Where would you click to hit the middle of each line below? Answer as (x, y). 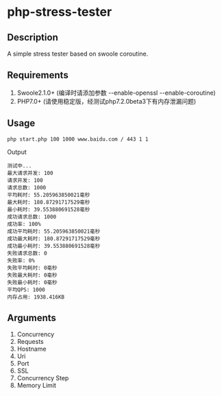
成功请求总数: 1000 (32, 217)
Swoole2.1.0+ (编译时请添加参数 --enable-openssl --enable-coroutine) (116, 93)
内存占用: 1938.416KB (36, 297)
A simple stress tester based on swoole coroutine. (78, 54)
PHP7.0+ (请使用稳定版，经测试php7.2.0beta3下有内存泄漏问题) (107, 101)
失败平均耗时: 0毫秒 (32, 268)
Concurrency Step (43, 378)
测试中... (20, 165)
